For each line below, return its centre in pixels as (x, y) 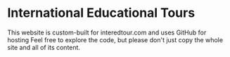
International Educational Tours (101, 13)
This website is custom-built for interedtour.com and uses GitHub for (107, 32)
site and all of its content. (44, 47)
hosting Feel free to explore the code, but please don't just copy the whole (115, 39)
